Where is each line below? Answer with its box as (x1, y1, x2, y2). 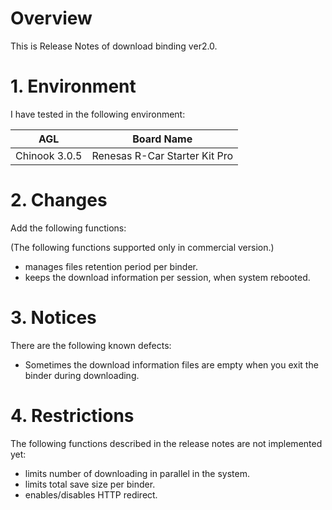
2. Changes (10, 189, 108, 212)
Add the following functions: (10, 222, 127, 234)
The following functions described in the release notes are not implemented (10, 437, 323, 449)
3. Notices (10, 307, 97, 329)
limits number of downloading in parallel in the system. (24, 467, 250, 479)
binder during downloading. (24, 369, 140, 381)
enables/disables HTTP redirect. (24, 488, 158, 501)
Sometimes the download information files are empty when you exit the (24, 358, 319, 371)
